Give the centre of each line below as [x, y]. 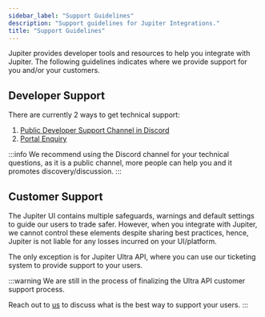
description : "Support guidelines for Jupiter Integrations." [114, 23]
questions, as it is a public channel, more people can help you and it [120, 163]
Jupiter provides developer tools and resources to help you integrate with [129, 54]
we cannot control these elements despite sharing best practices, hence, [128, 233]
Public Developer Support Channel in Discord [94, 130]
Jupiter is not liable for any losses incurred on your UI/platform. [113, 241]
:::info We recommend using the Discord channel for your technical [119, 154]
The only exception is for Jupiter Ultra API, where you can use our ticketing [132, 257]
